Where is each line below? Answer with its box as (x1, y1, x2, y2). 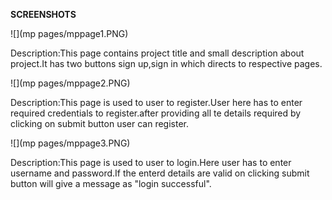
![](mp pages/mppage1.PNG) (10, 28, 129, 39)
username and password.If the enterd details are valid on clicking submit (10, 167, 310, 179)
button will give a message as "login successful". (10, 178, 212, 189)
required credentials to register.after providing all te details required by (10, 107, 302, 119)
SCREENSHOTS (10, 9, 77, 20)
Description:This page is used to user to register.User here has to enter (10, 97, 303, 108)
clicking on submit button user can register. (10, 118, 189, 129)
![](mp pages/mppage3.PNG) (10, 137, 131, 149)
